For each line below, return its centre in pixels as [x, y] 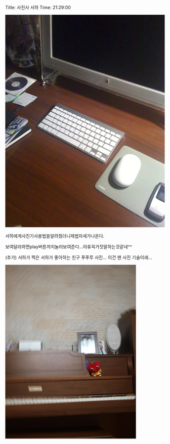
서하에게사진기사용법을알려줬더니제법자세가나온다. [55, 236]
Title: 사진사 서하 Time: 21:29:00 [38, 7]
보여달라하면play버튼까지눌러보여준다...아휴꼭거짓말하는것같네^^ [69, 247]
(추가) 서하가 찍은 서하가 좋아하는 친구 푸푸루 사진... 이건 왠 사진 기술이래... [79, 257]
